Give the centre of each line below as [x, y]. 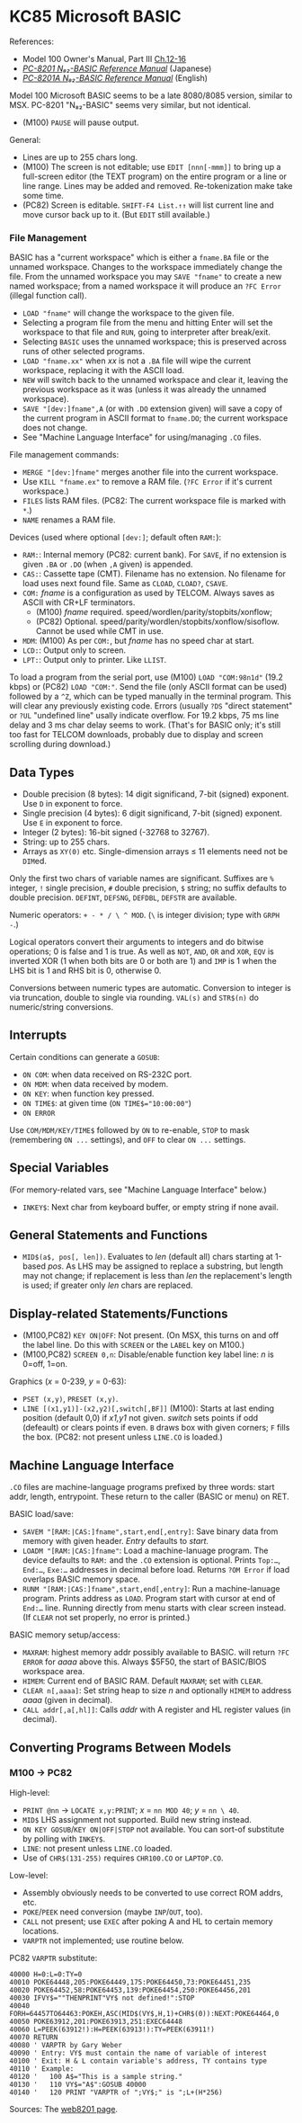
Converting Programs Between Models [120, 1748]
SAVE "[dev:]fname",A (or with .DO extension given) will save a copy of [152, 409]
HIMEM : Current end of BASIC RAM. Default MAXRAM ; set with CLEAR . [142, 1681]
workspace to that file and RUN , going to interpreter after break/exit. [147, 332]
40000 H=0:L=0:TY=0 [46, 1974]
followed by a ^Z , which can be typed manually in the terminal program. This [151, 696]
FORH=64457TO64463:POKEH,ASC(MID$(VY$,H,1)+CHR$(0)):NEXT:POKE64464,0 [144, 2013]
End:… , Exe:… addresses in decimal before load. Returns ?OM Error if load [156, 1570]
